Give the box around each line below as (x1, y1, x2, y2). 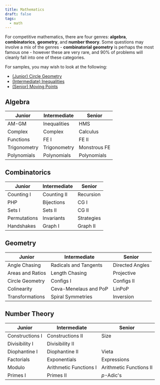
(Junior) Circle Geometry (12, 73, 62, 79)
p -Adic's (101, 372, 122, 379)
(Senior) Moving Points (12, 84, 58, 90)
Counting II (43, 191, 68, 198)
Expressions (101, 356, 129, 363)
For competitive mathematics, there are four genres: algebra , (5, 34, 127, 40)
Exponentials (47, 356, 77, 363)
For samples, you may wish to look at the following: (5, 64, 108, 70)
